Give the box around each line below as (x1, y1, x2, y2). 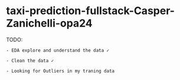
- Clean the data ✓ (6, 58, 54, 64)
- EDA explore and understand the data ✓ (6, 47, 110, 54)
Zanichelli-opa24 (6, 16, 93, 30)
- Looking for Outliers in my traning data (6, 68, 115, 74)
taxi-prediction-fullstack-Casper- (6, 4, 175, 18)
